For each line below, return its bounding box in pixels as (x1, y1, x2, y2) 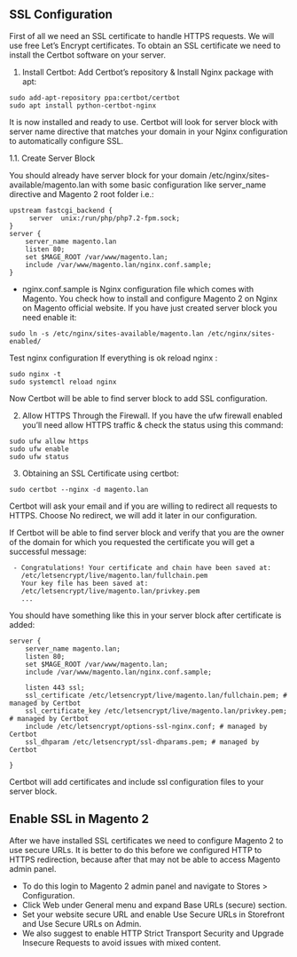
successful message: (9, 546, 87, 557)
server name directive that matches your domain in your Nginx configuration (9, 126, 288, 137)
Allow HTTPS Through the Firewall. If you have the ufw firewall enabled (21, 410, 283, 421)
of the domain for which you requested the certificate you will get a (9, 536, 255, 547)
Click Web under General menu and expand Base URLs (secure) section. (21, 899, 287, 910)
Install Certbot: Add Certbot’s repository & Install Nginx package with (21, 67, 274, 77)
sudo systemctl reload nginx (9, 377, 117, 386)
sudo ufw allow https (9, 437, 90, 446)
